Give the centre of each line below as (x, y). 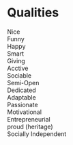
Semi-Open (23, 82)
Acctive (18, 68)
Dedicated (21, 90)
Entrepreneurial (29, 119)
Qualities (33, 13)
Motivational (25, 112)
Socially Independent (37, 134)
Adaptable (21, 97)
